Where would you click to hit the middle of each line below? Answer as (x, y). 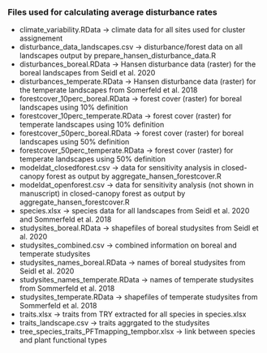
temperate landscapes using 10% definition (92, 125)
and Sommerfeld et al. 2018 (65, 220)
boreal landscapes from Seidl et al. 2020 (87, 73)
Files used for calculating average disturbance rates (112, 12)
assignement (41, 38)
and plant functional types (63, 340)
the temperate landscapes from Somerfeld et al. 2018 (108, 90)
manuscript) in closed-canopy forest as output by (102, 194)
